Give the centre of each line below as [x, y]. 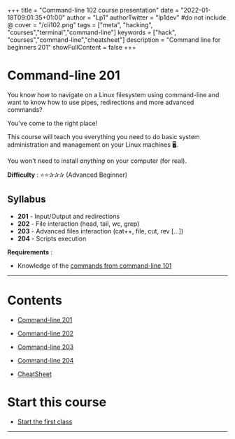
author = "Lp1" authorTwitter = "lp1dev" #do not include [146, 17]
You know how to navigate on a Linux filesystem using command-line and [113, 94]
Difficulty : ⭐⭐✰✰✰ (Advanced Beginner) [67, 175]
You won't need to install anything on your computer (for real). [97, 161]
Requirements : [30, 252]
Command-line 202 [45, 333]
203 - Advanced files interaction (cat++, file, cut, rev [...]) [100, 231]
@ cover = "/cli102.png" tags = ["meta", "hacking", [80, 25]
